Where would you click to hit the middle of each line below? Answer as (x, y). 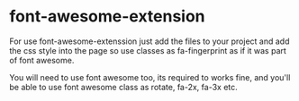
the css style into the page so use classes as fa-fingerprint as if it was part (148, 50)
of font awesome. (42, 60)
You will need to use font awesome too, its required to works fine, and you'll (150, 77)
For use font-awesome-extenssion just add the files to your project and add (149, 41)
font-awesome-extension (107, 17)
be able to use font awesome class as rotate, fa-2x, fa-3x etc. (124, 87)
